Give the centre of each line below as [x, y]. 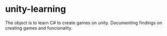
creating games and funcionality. [39, 28]
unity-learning [36, 9]
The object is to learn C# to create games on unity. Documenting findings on [84, 23]
